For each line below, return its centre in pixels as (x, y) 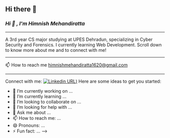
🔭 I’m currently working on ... (42, 91)
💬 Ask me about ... (32, 112)
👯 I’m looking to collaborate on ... (47, 102)
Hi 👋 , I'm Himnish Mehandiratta (45, 24)
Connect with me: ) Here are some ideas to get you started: (83, 81)
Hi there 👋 (21, 9)
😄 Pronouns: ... (29, 125)
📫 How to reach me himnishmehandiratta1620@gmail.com (67, 65)
